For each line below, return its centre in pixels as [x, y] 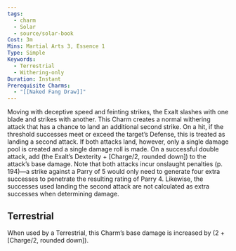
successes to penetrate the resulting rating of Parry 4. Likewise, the [105, 179]
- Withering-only [39, 72]
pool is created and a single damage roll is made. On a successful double [113, 149]
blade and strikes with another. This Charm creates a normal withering [109, 119]
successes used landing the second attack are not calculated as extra [108, 186]
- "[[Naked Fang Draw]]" [50, 92]
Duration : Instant [34, 79]
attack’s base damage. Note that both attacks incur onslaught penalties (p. [115, 164]
